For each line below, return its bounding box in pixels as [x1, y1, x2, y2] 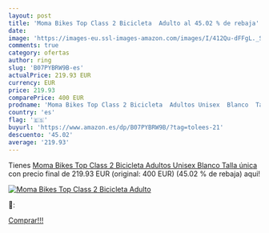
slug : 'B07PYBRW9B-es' [8, 64, 84, 72]
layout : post [8, 11, 52, 20]
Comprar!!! [8, 215, 44, 225]
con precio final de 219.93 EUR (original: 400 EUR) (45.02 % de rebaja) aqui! [8, 169, 261, 179]
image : [8, 34, 30, 42]
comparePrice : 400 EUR [8, 94, 84, 102]
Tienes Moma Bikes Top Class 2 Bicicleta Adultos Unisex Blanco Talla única [8, 160, 258, 170]
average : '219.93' [8, 138, 70, 147]
